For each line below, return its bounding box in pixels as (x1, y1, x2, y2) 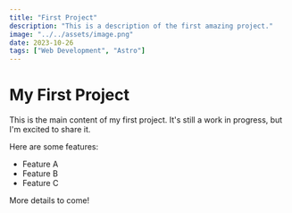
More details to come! (9, 195, 90, 206)
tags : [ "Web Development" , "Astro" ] (9, 47, 146, 55)
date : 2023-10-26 (9, 38, 74, 47)
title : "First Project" (9, 13, 98, 22)
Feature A (21, 158, 59, 170)
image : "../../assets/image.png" (9, 30, 134, 38)
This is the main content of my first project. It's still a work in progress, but (9, 115, 283, 125)
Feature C (21, 178, 59, 189)
